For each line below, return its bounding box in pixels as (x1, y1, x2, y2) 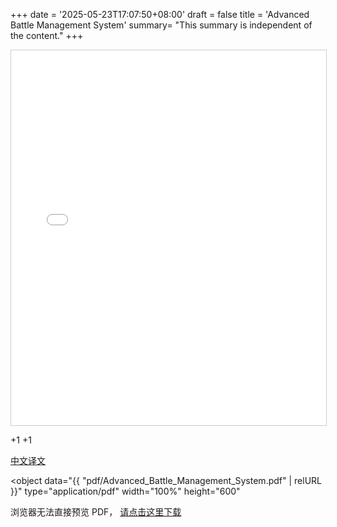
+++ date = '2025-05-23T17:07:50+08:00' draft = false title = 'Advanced (10, 9, 310, 20)
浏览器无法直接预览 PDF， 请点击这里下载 (10, 506, 182, 518)
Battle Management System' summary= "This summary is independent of (10, 19, 313, 31)
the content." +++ (10, 30, 84, 41)
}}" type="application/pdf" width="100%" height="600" (10, 485, 241, 497)
